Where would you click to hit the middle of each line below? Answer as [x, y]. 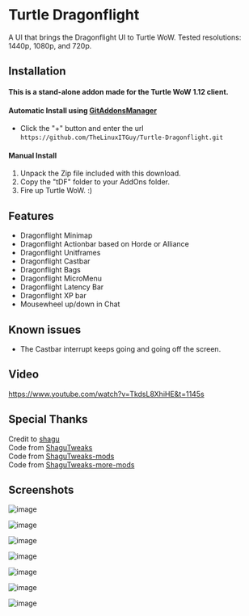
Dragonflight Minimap [56, 235]
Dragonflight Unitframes [60, 253]
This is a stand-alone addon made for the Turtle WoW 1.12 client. [118, 91]
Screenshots [41, 489]
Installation [37, 72]
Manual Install [33, 155]
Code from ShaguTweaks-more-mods [72, 464]
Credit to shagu [34, 439]
